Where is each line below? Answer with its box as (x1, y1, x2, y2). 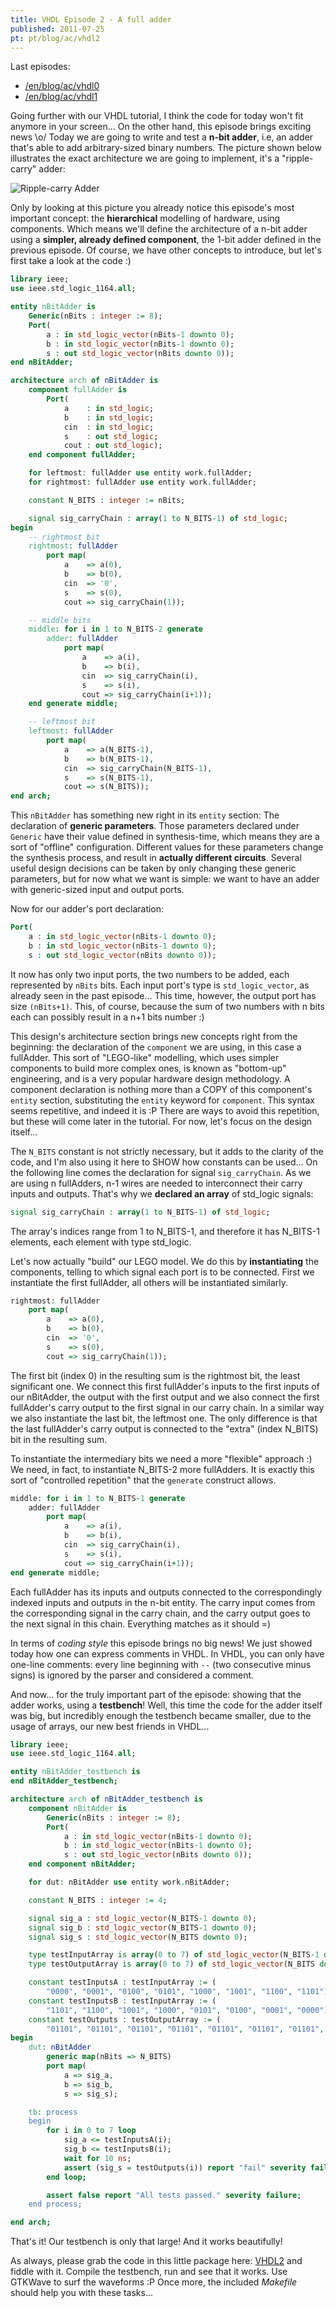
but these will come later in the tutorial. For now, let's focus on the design (10, 1115, 313, 1127)
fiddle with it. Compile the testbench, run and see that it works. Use (10, 2266, 288, 2278)
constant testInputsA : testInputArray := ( (28, 1977, 217, 1988)
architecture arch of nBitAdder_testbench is (10, 1794, 203, 1804)
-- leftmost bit (28, 717, 97, 727)
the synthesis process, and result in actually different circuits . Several (10, 852, 302, 864)
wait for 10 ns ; (63, 2153, 132, 2163)
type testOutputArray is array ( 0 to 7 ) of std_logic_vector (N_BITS (28, 1959, 315, 1970)
